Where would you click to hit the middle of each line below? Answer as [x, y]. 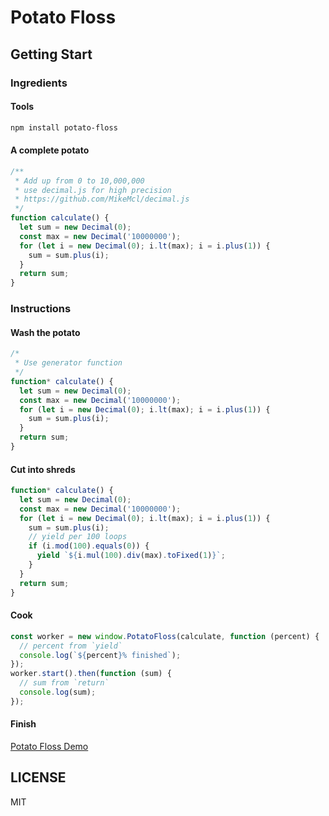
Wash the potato [45, 332]
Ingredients [39, 83]
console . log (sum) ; [58, 692]
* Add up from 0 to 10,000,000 [79, 181]
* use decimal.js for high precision [93, 190]
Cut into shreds [43, 469]
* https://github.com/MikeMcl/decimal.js [102, 199]
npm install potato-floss [64, 127]
